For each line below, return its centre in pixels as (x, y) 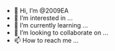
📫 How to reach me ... (46, 40)
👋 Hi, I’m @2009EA (41, 11)
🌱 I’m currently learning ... (51, 25)
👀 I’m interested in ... (43, 18)
